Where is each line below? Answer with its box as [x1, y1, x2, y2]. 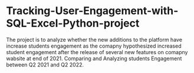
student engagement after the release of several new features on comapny [6, 48, 188, 55]
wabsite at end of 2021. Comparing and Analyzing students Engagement [6, 55, 182, 62]
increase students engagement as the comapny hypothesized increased [6, 42, 182, 49]
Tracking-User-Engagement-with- [6, 4, 179, 18]
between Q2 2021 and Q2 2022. [6, 61, 84, 68]
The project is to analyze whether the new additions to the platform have [6, 36, 183, 43]
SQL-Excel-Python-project [6, 16, 140, 30]
